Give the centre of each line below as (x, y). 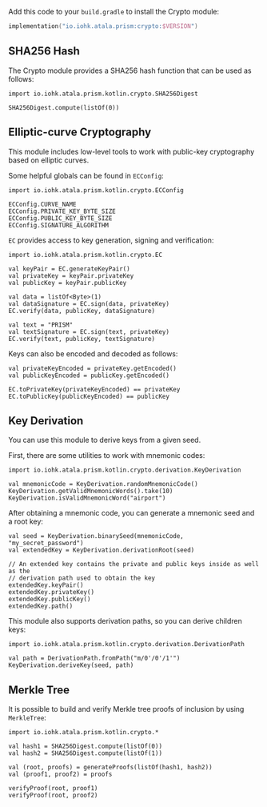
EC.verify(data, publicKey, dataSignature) (82, 311)
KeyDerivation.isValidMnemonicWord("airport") (87, 498)
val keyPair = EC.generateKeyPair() (69, 269)
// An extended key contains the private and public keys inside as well (134, 564)
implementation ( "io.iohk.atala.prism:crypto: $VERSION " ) (103, 26)
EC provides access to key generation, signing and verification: (111, 240)
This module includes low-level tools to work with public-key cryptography (131, 151)
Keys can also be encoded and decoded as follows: (93, 353)
